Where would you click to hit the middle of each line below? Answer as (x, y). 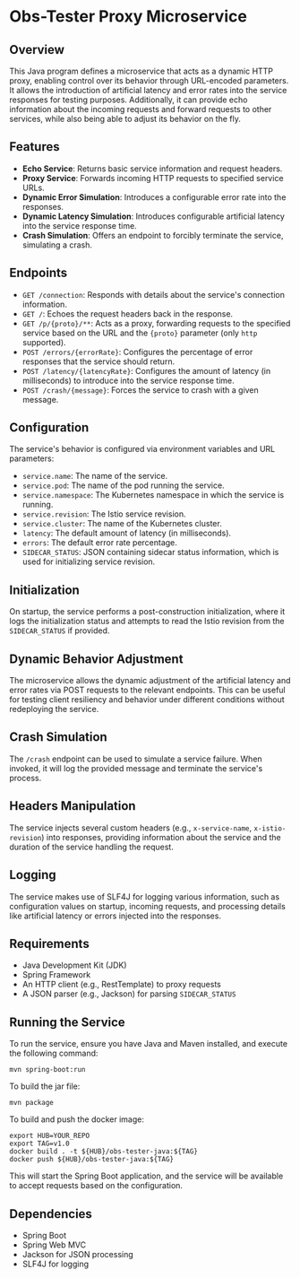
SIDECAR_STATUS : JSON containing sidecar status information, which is (150, 552)
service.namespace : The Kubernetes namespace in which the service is (153, 495)
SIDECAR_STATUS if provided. (60, 630)
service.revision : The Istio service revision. (104, 514)
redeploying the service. (54, 709)
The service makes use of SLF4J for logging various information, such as (145, 896)
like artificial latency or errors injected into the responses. (116, 916)
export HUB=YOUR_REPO (50, 1136)
